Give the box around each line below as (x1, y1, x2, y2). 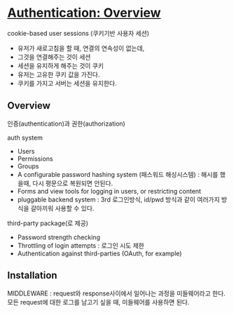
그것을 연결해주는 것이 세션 (17, 53, 91, 61)
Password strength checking (17, 233, 100, 241)
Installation (7, 269, 57, 281)
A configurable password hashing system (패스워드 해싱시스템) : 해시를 (17, 170, 219, 178)
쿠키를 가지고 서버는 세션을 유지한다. (17, 79, 117, 87)
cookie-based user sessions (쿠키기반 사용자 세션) (7, 29, 149, 37)
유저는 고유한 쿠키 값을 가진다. (17, 70, 100, 79)
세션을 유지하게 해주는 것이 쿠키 (17, 61, 104, 69)
